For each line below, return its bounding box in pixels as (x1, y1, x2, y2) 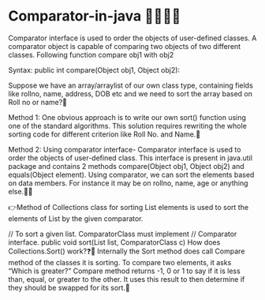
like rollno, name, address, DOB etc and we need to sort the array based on (8, 88, 252, 98)
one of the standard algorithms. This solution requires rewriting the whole (8, 121, 247, 130)
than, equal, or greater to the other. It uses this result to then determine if (8, 274, 245, 283)
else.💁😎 (8, 186, 33, 196)
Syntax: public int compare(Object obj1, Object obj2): (8, 65, 180, 74)
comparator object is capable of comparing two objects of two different (8, 41, 241, 51)
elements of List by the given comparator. (8, 213, 144, 223)
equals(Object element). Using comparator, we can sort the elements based (8, 170, 255, 179)
